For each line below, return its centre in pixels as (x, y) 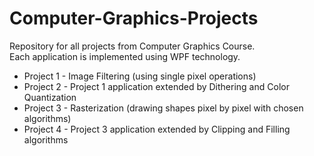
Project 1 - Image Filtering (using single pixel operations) (140, 76)
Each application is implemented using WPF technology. (125, 56)
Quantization (50, 97)
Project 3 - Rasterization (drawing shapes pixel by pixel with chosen (163, 108)
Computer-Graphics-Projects (134, 18)
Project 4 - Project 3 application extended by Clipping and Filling (157, 129)
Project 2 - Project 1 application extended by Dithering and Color (156, 86)
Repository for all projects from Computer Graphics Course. (132, 46)
